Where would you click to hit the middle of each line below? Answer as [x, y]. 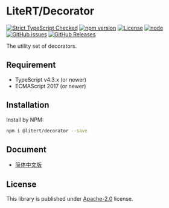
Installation [28, 105]
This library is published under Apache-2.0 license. [70, 199]
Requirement [31, 65]
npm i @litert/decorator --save [47, 131]
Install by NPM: [25, 120]
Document [26, 149]
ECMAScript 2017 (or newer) [50, 86]
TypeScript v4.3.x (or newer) [50, 79]
